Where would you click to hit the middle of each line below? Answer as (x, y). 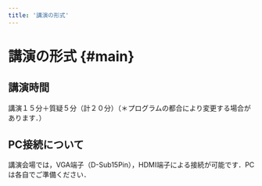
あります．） (27, 117)
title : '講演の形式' (38, 15)
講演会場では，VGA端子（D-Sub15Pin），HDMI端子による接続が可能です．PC (131, 165)
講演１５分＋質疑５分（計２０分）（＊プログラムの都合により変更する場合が (130, 108)
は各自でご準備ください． (49, 175)
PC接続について (46, 145)
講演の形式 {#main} (71, 56)
